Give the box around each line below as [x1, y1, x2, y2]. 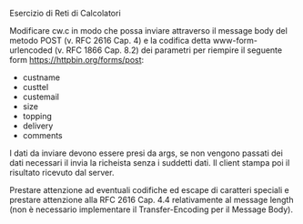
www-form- [212, 36, 258, 46]
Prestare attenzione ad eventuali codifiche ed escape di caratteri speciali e [9, 185, 289, 195]
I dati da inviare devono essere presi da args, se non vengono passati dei [9, 148, 284, 158]
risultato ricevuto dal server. [9, 168, 115, 178]
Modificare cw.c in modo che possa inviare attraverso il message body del [9, 25, 288, 36]
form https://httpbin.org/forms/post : [9, 55, 145, 65]
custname [22, 72, 61, 83]
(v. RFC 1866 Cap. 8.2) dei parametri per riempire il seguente [54, 45, 283, 56]
